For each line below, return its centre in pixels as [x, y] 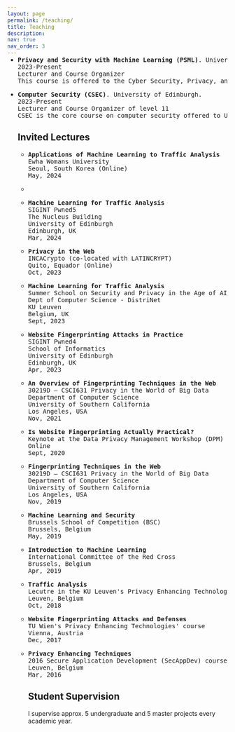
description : [26, 33]
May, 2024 [44, 175]
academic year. [50, 721]
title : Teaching [31, 27]
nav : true [22, 40]
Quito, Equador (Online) [70, 265]
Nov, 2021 [44, 418]
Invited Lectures [54, 137]
